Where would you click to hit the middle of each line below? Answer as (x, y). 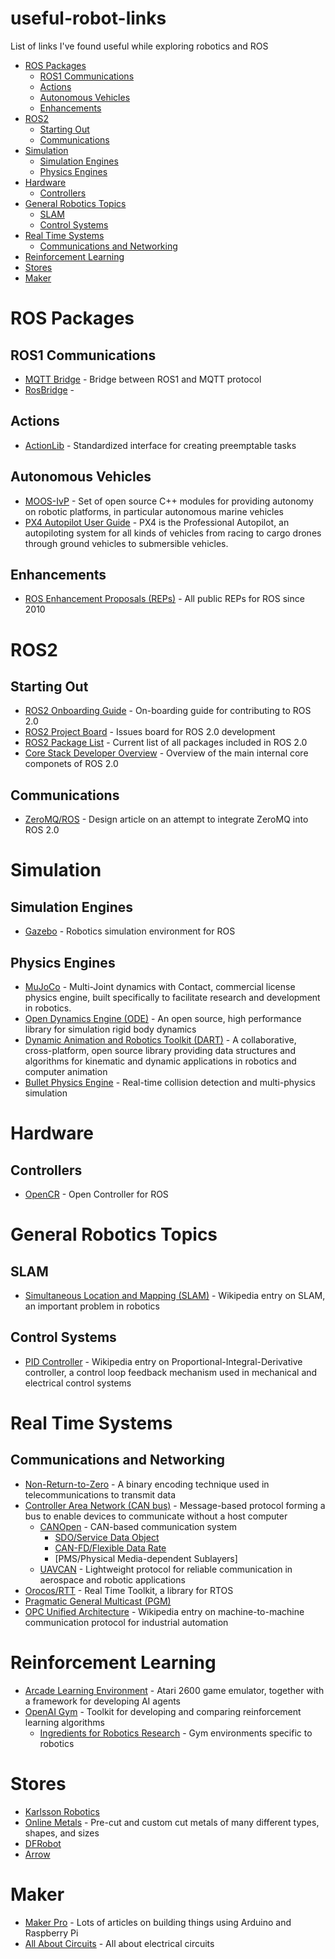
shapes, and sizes (62, 1833)
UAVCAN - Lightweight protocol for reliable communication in (166, 1569)
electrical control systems (78, 1383)
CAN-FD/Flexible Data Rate (110, 1548)
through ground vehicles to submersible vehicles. (126, 543)
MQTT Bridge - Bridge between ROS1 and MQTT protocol (143, 379)
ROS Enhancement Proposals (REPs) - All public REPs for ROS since (164, 599)
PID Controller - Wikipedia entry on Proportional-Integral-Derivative (163, 1361)
